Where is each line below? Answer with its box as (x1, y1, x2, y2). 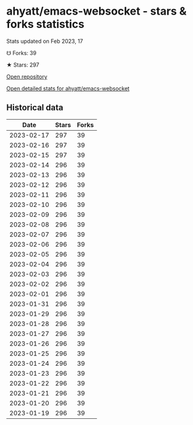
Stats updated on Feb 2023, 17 (6, 37, 84, 45)
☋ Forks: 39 (6, 49, 37, 56)
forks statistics (6, 17, 84, 31)
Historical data (6, 103, 64, 113)
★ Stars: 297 (6, 61, 40, 68)
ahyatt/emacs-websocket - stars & (6, 4, 187, 18)
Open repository (6, 73, 48, 80)
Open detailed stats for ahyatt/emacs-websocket (6, 84, 130, 92)
